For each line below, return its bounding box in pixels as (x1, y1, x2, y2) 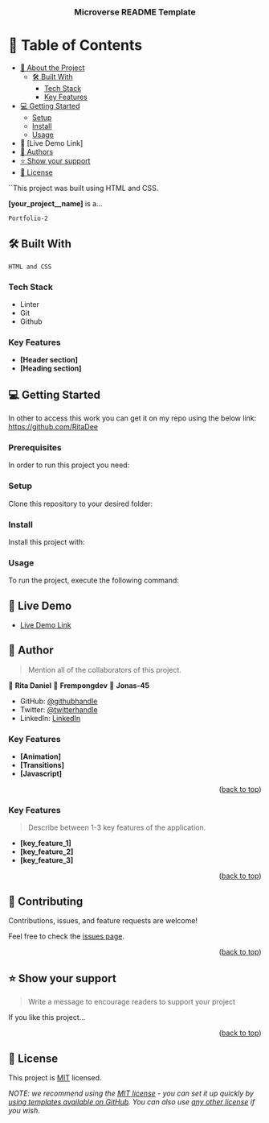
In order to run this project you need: (8, 460, 130, 470)
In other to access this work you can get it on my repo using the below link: (8, 413, 257, 423)
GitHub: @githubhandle (19, 696, 98, 706)
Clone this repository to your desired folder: (8, 499, 153, 508)
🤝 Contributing (8, 894, 84, 908)
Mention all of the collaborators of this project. (27, 665, 182, 674)
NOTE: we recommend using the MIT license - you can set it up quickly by (8, 1088, 255, 1098)
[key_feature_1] (19, 839, 72, 848)
